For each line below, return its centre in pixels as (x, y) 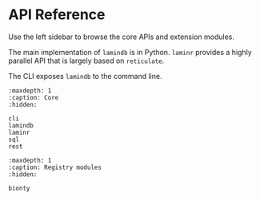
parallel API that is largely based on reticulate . (86, 61)
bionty (19, 188)
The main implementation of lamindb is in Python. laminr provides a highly (130, 52)
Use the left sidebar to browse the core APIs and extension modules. (121, 37)
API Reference (57, 15)
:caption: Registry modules (55, 167)
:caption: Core (34, 97)
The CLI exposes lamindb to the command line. (85, 76)
